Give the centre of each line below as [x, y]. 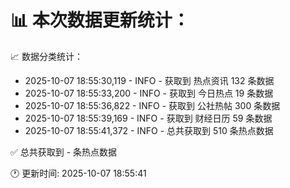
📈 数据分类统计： [46, 56]
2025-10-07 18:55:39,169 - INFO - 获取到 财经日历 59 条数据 [148, 118]
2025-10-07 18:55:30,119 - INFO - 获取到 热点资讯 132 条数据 [149, 80]
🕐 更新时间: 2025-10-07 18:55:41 [78, 173]
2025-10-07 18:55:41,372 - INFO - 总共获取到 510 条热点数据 [149, 130]
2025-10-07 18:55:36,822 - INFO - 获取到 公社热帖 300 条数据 [152, 105]
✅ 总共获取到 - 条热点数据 [64, 152]
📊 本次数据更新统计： [100, 20]
